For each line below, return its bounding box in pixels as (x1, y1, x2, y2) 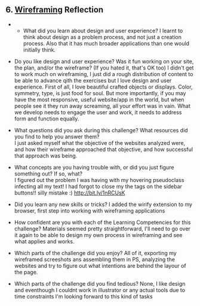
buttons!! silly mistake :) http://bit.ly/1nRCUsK (14, 189, 125, 196)
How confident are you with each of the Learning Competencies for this (14, 219, 191, 226)
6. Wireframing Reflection (5, 5, 104, 15)
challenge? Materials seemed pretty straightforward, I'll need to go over (14, 225, 190, 232)
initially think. (23, 46, 56, 53)
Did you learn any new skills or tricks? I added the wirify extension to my (14, 201, 192, 208)
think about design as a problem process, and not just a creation (23, 33, 181, 41)
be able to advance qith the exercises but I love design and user (14, 77, 172, 84)
